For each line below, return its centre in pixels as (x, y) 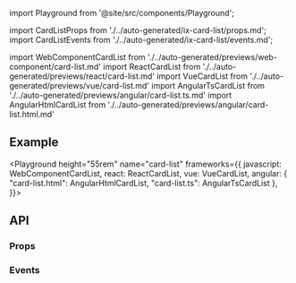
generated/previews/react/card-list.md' (82, 76)
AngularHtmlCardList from (58, 105)
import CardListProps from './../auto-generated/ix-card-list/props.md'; (138, 30)
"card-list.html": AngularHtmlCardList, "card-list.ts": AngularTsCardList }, (144, 183)
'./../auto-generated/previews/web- (212, 57)
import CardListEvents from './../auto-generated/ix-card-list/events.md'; (141, 40)
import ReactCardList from (152, 67)
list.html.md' (32, 114)
